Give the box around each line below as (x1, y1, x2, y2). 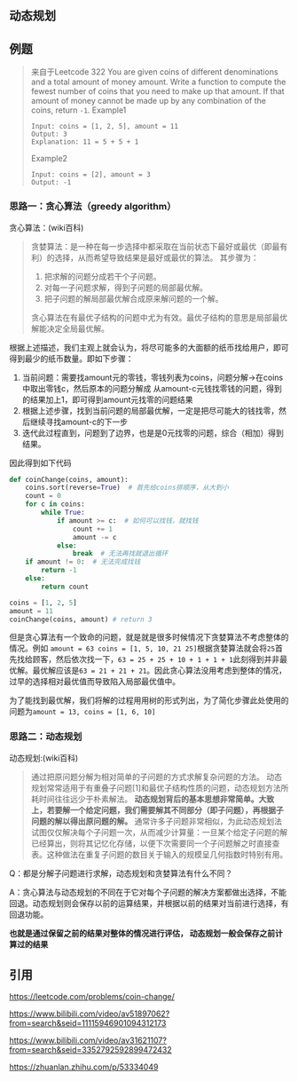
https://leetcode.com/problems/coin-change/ (9, 991, 176, 1002)
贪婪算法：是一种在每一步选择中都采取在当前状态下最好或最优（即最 (30, 241, 280, 251)
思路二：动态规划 (9, 730, 82, 743)
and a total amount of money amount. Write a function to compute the (30, 76, 286, 87)
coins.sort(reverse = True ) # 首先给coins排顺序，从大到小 (25, 483, 229, 493)
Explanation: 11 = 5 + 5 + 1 (30, 138, 139, 146)
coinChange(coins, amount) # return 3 (9, 615, 153, 624)
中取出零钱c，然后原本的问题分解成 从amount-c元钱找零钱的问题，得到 (21, 383, 282, 393)
